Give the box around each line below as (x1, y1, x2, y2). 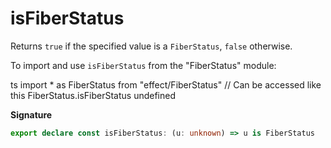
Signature (10, 108, 53, 121)
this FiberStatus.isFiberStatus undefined (10, 89, 176, 101)
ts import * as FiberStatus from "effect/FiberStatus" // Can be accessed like (10, 78, 322, 91)
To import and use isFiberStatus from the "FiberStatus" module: (10, 59, 277, 71)
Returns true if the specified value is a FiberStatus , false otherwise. (10, 40, 293, 52)
